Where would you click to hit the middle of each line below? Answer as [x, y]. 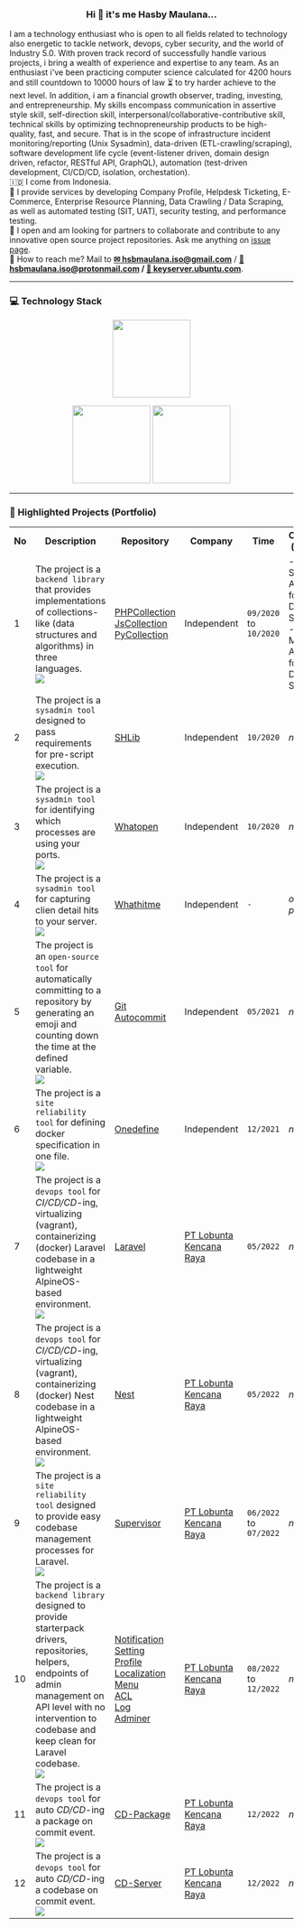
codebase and [66, 1729]
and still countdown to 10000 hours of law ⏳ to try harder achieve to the [143, 83]
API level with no [70, 1707]
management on [70, 1695]
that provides [64, 589]
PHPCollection [145, 611]
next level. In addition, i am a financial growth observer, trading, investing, [146, 96]
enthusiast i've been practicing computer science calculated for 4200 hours [151, 72]
